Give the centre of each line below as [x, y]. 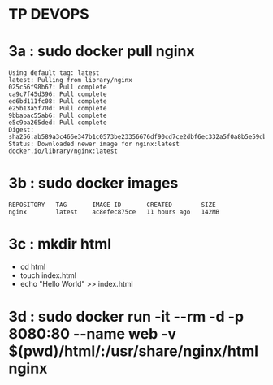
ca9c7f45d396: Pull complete [58, 94]
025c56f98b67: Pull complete [58, 87]
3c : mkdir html [60, 244]
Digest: [22, 130]
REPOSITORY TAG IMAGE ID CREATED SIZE [113, 205]
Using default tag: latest [54, 73]
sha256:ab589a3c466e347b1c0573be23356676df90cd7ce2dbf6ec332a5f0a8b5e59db [138, 137]
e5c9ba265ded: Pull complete [58, 123]
